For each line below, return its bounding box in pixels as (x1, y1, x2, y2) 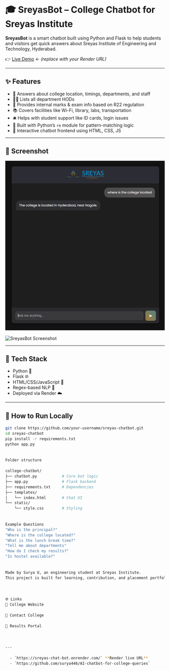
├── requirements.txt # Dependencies (5, 484, 94, 490)
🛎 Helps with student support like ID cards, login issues (12, 115, 129, 121)
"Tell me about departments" (5, 543, 67, 548)
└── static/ (5, 500, 30, 506)
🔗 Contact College (5, 613, 44, 618)
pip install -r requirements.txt (5, 436, 76, 441)
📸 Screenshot (5, 147, 49, 156)
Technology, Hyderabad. (5, 46, 57, 52)
